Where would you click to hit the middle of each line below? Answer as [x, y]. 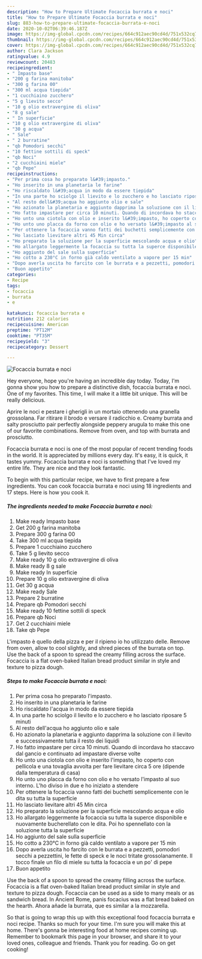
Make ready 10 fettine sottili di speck [61, 611]
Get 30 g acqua [35, 585]
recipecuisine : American [38, 325]
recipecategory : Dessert [38, 347]
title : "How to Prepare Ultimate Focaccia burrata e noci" [82, 17]
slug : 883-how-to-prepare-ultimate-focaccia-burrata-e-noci [84, 23]
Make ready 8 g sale [41, 566]
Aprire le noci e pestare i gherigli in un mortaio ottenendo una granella [93, 412]
